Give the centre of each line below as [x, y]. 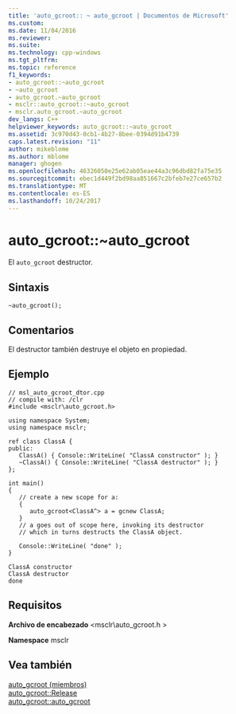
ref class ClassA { [41, 441]
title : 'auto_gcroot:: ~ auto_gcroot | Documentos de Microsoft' [118, 16]
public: [21, 448]
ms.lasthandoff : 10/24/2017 [55, 201]
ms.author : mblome [39, 156]
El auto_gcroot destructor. [50, 262]
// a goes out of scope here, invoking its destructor [111, 525]
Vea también [40, 665]
